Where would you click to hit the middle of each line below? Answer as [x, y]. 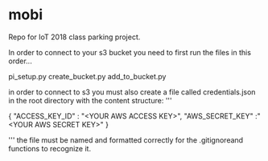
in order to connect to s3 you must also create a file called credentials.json [132, 92]
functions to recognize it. [49, 148]
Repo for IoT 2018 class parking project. [74, 37]
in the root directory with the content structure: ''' [90, 100]
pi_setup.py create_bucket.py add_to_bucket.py [87, 76]
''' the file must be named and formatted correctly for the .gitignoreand [126, 140]
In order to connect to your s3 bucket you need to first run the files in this [130, 52]
